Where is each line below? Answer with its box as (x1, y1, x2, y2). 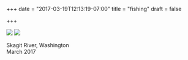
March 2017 (6, 48, 36, 55)
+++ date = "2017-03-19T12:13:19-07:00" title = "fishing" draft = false (6, 6, 182, 12)
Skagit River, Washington (6, 42, 69, 48)
